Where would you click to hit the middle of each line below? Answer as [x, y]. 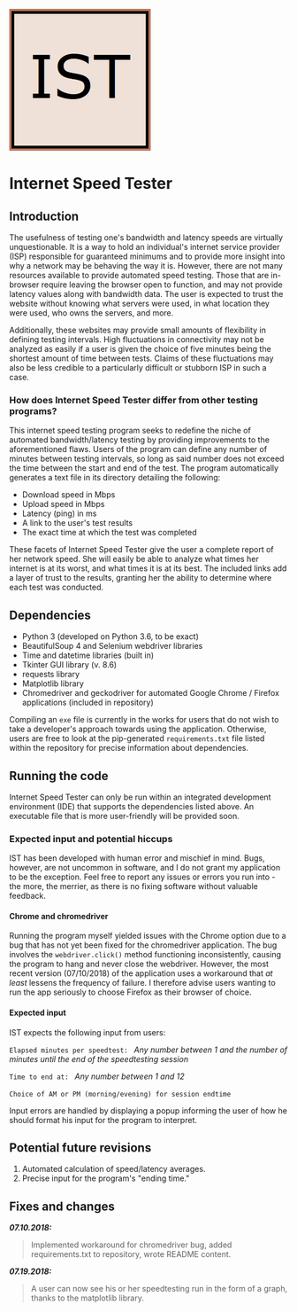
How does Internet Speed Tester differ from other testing [134, 400]
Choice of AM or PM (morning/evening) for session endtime [120, 1094]
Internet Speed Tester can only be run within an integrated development [140, 797]
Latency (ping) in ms [59, 513]
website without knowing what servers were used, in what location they [139, 303]
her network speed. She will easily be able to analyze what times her [134, 559]
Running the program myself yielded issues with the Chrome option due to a [148, 936]
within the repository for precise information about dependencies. [129, 748]
